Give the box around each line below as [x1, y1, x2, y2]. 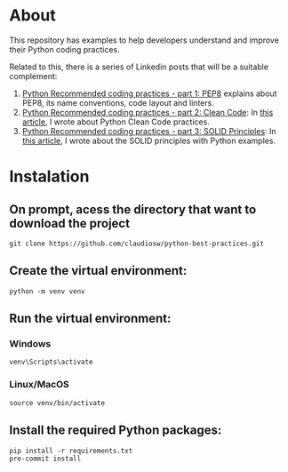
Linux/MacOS [9, 379, 69, 391]
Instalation [9, 166, 90, 187]
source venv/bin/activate [9, 398, 105, 407]
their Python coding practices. [9, 44, 120, 54]
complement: [9, 70, 58, 81]
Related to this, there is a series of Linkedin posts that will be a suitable [9, 61, 269, 72]
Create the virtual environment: [9, 263, 188, 278]
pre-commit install [9, 454, 82, 463]
